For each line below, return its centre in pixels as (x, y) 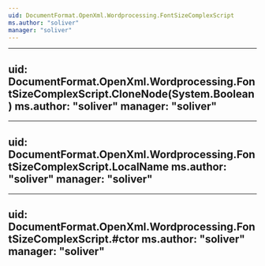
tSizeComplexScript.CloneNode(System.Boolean (131, 94)
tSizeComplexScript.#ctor (74, 240)
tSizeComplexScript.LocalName (89, 166)
